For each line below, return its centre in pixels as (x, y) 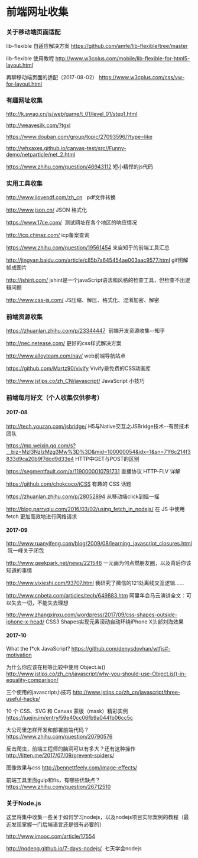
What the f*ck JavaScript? (38, 648)
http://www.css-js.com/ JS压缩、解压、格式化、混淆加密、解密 (83, 300)
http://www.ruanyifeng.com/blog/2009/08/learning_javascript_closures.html (99, 543)
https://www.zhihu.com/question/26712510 (59, 786)
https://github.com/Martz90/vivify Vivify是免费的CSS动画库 (78, 368)
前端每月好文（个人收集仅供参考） (55, 398)
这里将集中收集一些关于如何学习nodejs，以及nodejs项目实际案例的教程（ (95, 817)
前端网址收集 (38, 12)
